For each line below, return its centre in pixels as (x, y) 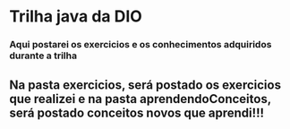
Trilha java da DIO (76, 17)
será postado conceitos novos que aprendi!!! (137, 112)
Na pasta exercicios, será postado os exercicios (145, 85)
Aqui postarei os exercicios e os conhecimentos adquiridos (141, 45)
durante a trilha (43, 56)
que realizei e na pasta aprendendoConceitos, (140, 99)
